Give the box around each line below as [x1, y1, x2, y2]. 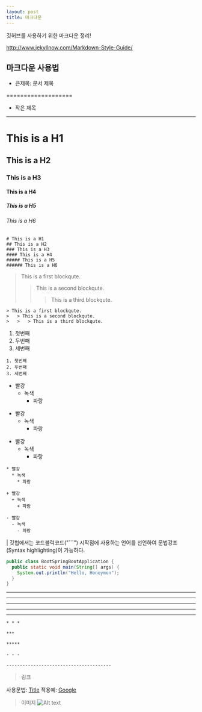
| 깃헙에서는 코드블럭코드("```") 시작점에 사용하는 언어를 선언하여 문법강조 [6, 539, 178, 546]
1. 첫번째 [6, 358, 27, 364]
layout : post [6, 8, 39, 15]
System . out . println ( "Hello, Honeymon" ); [17, 570, 120, 576]
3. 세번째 [6, 370, 27, 376]
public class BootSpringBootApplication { [6, 558, 114, 564]
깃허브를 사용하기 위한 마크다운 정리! [6, 31, 91, 39]
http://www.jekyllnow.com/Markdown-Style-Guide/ [6, 43, 133, 51]
